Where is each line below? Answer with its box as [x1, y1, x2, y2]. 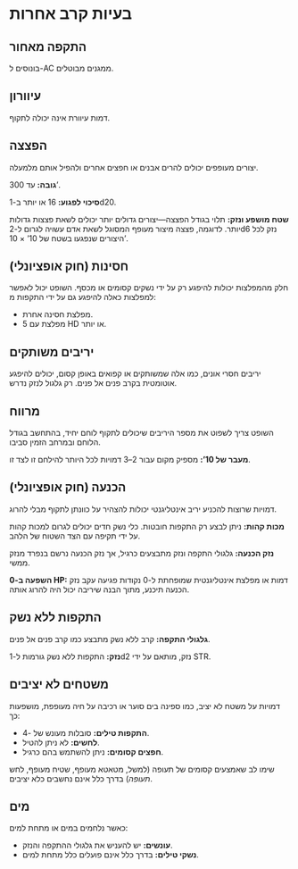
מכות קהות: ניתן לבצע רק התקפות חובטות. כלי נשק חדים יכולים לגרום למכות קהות [9, 521, 286, 531]
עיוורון [9, 88, 42, 104]
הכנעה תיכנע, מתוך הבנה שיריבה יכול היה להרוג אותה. [9, 584, 190, 595]
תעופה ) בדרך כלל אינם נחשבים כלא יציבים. [9, 773, 153, 784]
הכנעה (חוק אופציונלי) [9, 480, 127, 495]
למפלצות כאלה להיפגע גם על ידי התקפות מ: [9, 292, 156, 303]
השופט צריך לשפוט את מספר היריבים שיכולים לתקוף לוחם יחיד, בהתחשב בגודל [9, 428, 274, 439]
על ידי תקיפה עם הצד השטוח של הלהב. [9, 531, 141, 541]
